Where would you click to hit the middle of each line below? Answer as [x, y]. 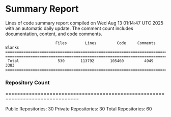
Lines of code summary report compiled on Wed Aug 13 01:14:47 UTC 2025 [84, 23]
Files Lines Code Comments [106, 43]
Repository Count [27, 82]
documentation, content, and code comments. [54, 34]
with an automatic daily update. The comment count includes [69, 28]
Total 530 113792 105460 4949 [80, 61]
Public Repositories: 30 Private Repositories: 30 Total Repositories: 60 [79, 109]
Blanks [12, 47]
